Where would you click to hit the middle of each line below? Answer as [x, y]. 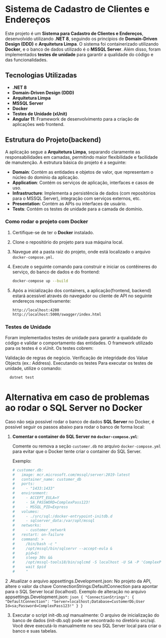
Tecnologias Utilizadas [41, 75]
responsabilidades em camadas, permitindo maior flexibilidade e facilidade [82, 157]
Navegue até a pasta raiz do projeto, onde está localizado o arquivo [81, 252]
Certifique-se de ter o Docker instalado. [53, 232]
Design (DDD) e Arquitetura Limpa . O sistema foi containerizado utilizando [82, 44]
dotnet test [22, 378]
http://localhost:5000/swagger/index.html [57, 314]
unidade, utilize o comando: [33, 369]
